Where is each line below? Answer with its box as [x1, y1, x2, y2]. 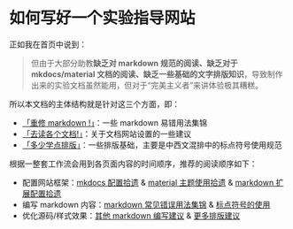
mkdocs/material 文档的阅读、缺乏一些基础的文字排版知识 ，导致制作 [30, 68, 283, 80]
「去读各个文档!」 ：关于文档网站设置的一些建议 [21, 128, 192, 139]
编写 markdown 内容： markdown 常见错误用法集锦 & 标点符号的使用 [21, 199, 271, 210]
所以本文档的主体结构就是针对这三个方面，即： [9, 98, 180, 109]
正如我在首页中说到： [9, 39, 87, 50]
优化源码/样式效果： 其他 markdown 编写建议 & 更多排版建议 [21, 210, 241, 221]
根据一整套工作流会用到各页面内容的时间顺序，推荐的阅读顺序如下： [9, 158, 258, 169]
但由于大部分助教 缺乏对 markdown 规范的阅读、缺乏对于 [30, 57, 238, 68]
